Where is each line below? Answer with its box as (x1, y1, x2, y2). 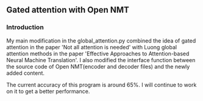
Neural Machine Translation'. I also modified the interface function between (6, 56, 196, 63)
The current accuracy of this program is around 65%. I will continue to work (6, 81, 197, 88)
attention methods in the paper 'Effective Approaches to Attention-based (6, 50, 190, 57)
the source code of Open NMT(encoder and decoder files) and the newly (6, 63, 190, 70)
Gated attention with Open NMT (6, 5, 130, 15)
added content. (6, 69, 45, 77)
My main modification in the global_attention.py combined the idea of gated (6, 37, 196, 44)
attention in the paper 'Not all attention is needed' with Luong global (6, 43, 177, 50)
